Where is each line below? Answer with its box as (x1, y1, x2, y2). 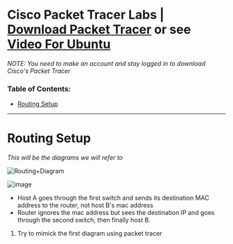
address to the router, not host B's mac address (17, 201, 154, 209)
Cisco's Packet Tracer (7, 67, 71, 75)
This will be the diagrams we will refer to (7, 153, 123, 162)
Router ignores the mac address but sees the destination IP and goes (17, 209, 215, 217)
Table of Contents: (7, 84, 71, 94)
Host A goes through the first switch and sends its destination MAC (17, 194, 209, 202)
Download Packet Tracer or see (7, 21, 191, 37)
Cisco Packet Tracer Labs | (7, 7, 164, 23)
